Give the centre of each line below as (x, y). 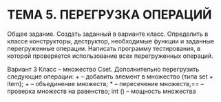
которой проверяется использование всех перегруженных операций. (110, 56)
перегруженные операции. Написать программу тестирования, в (104, 48)
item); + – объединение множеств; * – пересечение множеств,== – (106, 83)
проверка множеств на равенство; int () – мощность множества (102, 91)
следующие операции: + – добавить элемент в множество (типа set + (110, 76)
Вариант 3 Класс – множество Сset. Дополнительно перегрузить (103, 69)
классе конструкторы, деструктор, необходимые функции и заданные (111, 41)
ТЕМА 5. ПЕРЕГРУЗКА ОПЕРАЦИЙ (109, 15)
